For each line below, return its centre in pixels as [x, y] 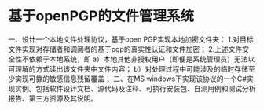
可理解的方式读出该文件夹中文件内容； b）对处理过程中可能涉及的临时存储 [128, 68]
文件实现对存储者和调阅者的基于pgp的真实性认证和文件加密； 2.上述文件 [125, 49]
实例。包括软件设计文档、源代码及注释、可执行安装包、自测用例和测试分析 [135, 88]
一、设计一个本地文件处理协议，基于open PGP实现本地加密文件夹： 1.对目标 [131, 39]
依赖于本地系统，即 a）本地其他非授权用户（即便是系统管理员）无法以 [142, 59]
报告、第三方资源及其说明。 [53, 98]
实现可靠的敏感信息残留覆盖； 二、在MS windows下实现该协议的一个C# [131, 79]
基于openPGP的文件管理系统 [101, 16]
